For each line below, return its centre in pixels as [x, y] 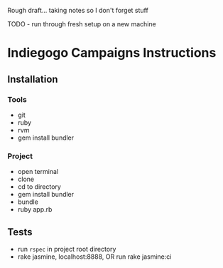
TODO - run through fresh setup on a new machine [82, 24]
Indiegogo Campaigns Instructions [112, 53]
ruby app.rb [35, 210]
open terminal [38, 172]
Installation [33, 79]
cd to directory [39, 187]
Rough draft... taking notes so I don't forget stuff [78, 10]
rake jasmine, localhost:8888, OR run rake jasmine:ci [94, 257]
